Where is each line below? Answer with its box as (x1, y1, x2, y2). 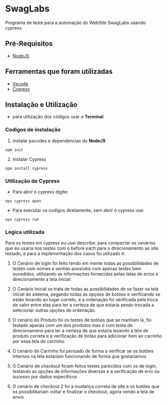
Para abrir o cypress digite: (12, 188, 68, 194)
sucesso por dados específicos (12, 374, 77, 380)
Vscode (12, 81, 28, 87)
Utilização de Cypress (5, 177, 60, 184)
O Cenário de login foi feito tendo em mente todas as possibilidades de (12, 260, 159, 266)
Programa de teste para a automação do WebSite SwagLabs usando (5, 20, 146, 26)
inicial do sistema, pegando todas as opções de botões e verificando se (12, 291, 161, 297)
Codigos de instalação (5, 126, 61, 133)
